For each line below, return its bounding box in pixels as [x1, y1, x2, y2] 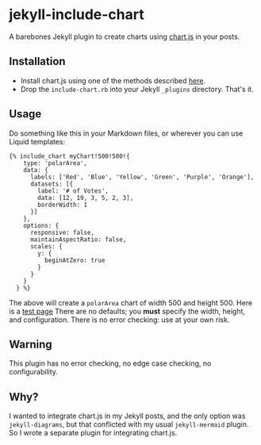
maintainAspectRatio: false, [29, 236, 127, 244]
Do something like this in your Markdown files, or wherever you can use [9, 129, 244, 138]
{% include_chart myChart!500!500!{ [9, 152, 130, 160]
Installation [9, 55, 66, 68]
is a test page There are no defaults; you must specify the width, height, [9, 306, 245, 316]
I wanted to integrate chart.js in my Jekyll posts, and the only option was [9, 411, 246, 421]
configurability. [9, 367, 59, 377]
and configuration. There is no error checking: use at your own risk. [9, 315, 230, 324]
